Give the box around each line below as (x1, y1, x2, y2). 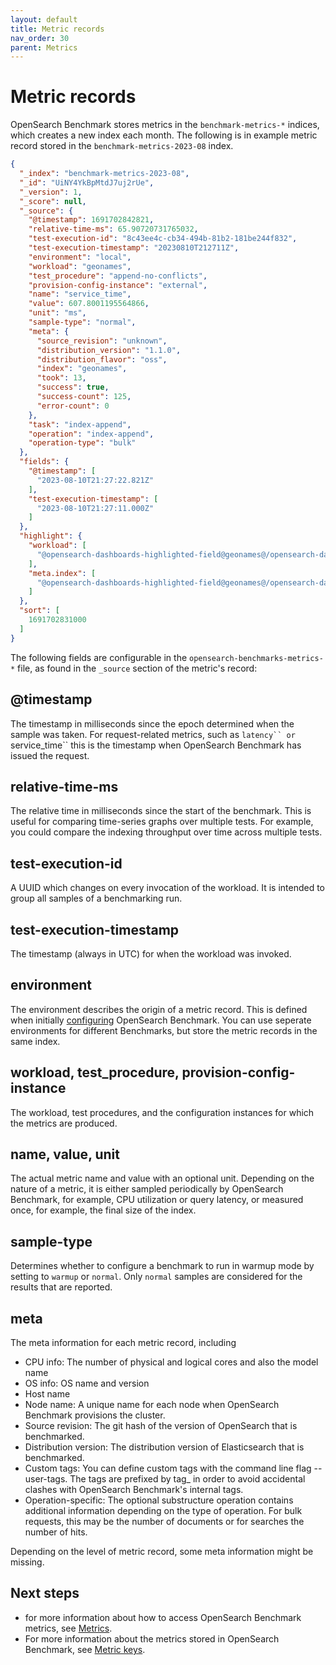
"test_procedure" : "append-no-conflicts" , (28, 271, 208, 281)
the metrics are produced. (10, 1117, 118, 1129)
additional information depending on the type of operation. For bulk (24, 1505, 303, 1516)
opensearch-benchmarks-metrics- (189, 653, 324, 663)
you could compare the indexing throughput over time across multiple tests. (10, 826, 323, 838)
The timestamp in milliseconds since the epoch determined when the (10, 717, 295, 730)
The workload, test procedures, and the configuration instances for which (10, 1106, 315, 1118)
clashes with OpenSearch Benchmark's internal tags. (24, 1484, 244, 1495)
